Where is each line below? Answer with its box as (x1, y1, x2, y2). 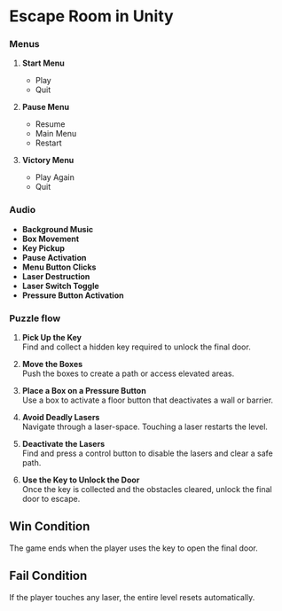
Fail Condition (9, 568, 88, 584)
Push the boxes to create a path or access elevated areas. (21, 368, 235, 379)
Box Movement (21, 233, 80, 244)
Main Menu (35, 129, 77, 139)
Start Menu (21, 58, 65, 68)
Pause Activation (21, 252, 87, 262)
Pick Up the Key (21, 333, 82, 343)
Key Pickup (21, 242, 65, 254)
